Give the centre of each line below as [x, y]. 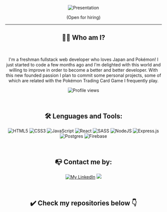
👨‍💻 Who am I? [83, 38]
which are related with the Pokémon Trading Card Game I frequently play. [83, 80]
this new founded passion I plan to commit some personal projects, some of [83, 75]
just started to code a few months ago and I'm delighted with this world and [83, 64]
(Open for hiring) [83, 17]
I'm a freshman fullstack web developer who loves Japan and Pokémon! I [83, 59]
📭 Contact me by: [83, 162]
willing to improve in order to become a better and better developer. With [83, 70]
